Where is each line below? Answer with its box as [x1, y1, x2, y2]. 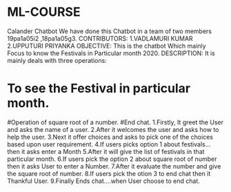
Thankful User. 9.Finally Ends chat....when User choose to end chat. [7, 177, 200, 185]
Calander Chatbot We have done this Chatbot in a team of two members [7, 27, 212, 35]
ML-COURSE [7, 4, 81, 20]
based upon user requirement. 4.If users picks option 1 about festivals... [7, 140, 211, 148]
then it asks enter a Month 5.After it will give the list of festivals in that [7, 147, 205, 155]
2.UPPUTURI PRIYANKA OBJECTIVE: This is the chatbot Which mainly [7, 41, 206, 50]
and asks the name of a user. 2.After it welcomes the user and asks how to [7, 125, 219, 133]
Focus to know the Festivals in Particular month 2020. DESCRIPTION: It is [7, 49, 215, 57]
